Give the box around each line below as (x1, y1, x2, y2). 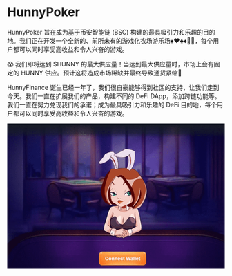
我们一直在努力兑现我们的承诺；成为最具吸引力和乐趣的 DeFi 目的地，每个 (7, 100, 217, 109)
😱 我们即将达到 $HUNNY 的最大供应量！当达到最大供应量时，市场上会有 (7, 59, 214, 68)
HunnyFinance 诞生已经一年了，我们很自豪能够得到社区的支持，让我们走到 (7, 83, 220, 91)
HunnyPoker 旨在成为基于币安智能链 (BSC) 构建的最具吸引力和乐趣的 (7, 28, 204, 36)
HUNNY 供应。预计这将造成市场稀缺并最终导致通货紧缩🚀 (20, 68, 182, 77)
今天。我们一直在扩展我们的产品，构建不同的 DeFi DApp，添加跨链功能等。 (7, 91, 221, 100)
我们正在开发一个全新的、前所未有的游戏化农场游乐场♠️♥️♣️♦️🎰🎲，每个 (19, 36, 213, 45)
